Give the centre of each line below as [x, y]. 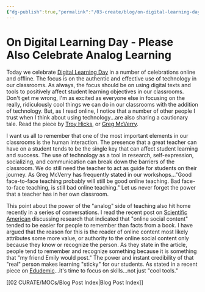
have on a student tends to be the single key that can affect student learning [102, 148]
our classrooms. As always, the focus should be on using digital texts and [99, 85]
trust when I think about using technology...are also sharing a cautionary [97, 117]
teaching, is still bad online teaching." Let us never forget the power [111, 187]
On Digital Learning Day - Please [90, 42]
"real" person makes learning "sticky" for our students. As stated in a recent [102, 264]
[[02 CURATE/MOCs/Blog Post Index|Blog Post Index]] [75, 282]
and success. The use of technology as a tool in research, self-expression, [100, 155]
